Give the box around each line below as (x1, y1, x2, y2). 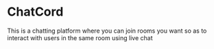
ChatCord (7, 4, 64, 20)
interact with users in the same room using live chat (7, 33, 153, 42)
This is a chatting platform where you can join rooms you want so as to (7, 27, 207, 35)
